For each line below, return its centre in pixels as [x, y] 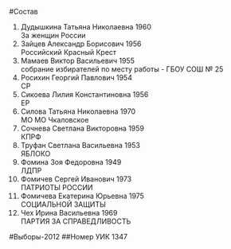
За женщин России [53, 35]
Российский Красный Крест [69, 52]
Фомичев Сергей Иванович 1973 [76, 179]
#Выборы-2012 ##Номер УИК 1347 [69, 237]
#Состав [23, 12]
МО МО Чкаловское [55, 120]
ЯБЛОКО [35, 154]
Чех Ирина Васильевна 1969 [69, 213]
